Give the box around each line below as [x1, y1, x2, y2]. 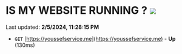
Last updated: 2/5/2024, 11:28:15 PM [5, 23, 99, 31]
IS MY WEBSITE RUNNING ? [5, 4, 148, 17]
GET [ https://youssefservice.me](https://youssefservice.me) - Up [14, 35, 176, 42]
